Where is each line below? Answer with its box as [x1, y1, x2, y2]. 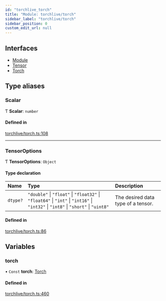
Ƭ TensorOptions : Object [5, 159, 57, 165]
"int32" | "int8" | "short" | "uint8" [28, 203, 109, 210]
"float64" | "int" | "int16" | [28, 197, 93, 204]
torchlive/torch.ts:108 [5, 130, 48, 136]
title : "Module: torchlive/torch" [5, 12, 77, 17]
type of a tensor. [115, 200, 154, 207]
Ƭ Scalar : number [5, 108, 39, 114]
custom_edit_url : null [5, 26, 52, 31]
